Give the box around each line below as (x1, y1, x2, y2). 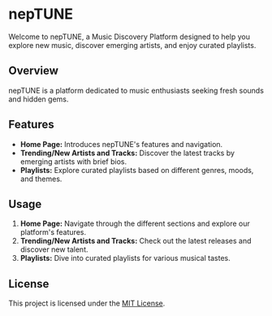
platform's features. (19, 227, 87, 237)
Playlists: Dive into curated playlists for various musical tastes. (19, 253, 231, 263)
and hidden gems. (8, 94, 69, 104)
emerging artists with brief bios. (19, 156, 127, 167)
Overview (8, 64, 59, 78)
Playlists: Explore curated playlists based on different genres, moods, (19, 165, 254, 175)
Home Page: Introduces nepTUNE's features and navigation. (19, 139, 223, 149)
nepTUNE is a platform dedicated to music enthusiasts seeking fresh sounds (8, 85, 264, 95)
